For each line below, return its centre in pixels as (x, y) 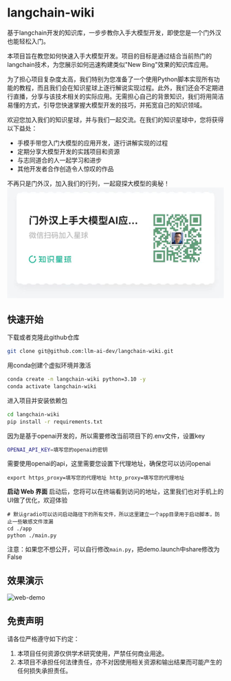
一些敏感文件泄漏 (33, 522)
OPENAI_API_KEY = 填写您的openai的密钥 (57, 449)
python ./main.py (32, 536)
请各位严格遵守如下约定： (43, 639)
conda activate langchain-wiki (52, 386)
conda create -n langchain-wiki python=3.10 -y (77, 379)
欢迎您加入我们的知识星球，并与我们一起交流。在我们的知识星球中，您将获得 (115, 119)
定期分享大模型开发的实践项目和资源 (68, 151)
